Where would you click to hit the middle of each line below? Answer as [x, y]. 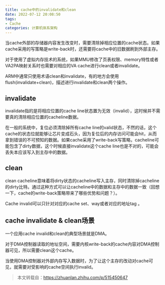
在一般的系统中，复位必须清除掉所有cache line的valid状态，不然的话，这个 [81, 127]
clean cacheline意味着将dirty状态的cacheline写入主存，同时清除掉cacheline [82, 181]
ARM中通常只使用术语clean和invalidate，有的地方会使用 [62, 76]
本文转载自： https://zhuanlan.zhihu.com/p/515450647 [72, 277]
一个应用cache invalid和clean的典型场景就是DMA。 [57, 234]
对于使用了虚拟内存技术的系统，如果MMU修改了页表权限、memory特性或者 [82, 59]
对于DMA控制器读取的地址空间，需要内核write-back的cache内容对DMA [78, 244]
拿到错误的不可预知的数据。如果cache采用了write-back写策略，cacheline [80, 140]
